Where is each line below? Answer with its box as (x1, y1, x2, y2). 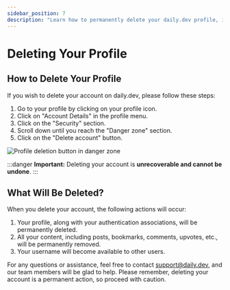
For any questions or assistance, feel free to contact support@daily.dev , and (7, 261, 222, 269)
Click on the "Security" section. (16, 119, 106, 127)
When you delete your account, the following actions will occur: (7, 205, 187, 213)
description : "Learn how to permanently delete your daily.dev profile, (7, 16, 219, 23)
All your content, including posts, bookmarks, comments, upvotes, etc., (16, 233, 218, 241)
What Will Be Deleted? (7, 187, 104, 198)
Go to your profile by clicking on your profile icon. (16, 104, 157, 113)
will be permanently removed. (16, 240, 101, 248)
